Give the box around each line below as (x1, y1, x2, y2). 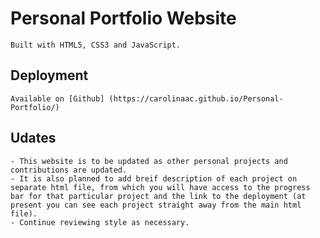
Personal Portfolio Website (10, 7, 237, 30)
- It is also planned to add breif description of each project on (10, 173, 298, 184)
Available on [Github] (10, 93, 105, 104)
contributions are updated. (10, 165, 128, 175)
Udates (10, 130, 57, 147)
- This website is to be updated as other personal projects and (10, 156, 288, 166)
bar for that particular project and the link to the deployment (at (10, 191, 307, 201)
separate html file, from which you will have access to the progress (10, 182, 311, 192)
